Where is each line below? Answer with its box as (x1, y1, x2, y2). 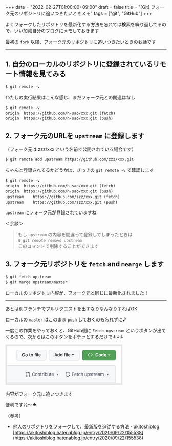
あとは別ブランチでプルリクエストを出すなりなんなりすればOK (5, 305, 138, 312)
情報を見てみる (18, 69, 66, 78)
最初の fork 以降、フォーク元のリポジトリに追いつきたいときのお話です (5, 39, 156, 45)
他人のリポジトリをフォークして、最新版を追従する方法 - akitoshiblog (12, 423, 160, 430)
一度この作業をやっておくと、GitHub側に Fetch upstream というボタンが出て (5, 327, 166, 333)
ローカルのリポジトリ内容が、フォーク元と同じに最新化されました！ (5, 290, 149, 296)
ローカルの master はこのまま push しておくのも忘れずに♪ (5, 316, 126, 323)
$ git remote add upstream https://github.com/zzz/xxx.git (5, 157, 134, 163)
